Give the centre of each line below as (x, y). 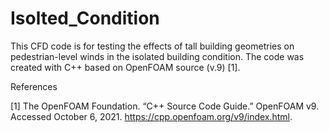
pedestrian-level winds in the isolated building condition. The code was (157, 56)
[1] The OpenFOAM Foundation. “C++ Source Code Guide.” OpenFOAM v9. (165, 106)
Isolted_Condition (85, 18)
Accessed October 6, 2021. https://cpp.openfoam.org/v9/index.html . (151, 116)
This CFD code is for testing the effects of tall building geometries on (152, 46)
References (34, 86)
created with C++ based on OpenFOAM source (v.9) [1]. (125, 67)
